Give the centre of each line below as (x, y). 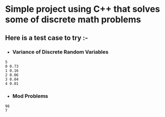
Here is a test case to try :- (47, 38)
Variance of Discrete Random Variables (60, 52)
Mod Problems (30, 96)
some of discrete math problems (73, 19)
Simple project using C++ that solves (83, 9)
